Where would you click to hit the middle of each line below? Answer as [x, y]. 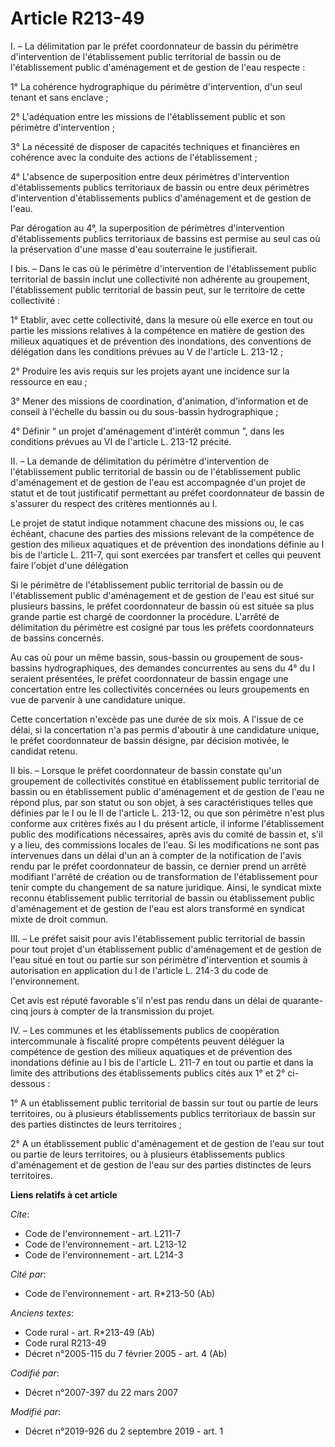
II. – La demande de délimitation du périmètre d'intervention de [140, 461]
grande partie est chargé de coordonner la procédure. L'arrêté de [145, 616]
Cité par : [28, 1274]
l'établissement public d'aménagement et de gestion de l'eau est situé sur [162, 595]
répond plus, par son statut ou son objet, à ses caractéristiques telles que [162, 802]
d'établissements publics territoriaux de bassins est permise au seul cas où [165, 238]
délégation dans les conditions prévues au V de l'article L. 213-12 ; [147, 351]
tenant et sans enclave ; [59, 97]
